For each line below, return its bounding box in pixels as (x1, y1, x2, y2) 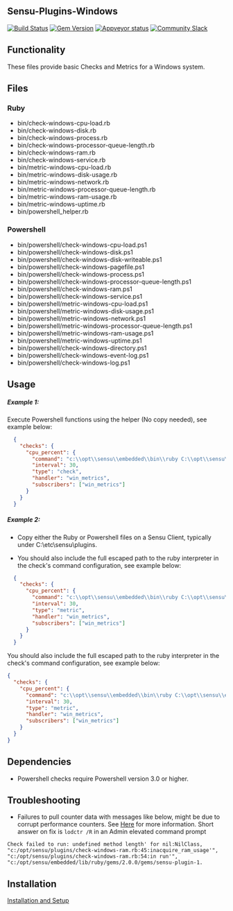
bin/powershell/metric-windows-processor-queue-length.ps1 (17, 322, 193, 330)
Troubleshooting (7, 795, 81, 806)
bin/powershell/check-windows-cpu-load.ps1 (17, 241, 147, 249)
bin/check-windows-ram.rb (17, 148, 96, 157)
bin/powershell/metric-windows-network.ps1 (17, 314, 146, 322)
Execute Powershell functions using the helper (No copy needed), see (7, 415, 207, 424)
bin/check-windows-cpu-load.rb (17, 119, 111, 128)
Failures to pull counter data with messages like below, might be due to (17, 813, 221, 821)
